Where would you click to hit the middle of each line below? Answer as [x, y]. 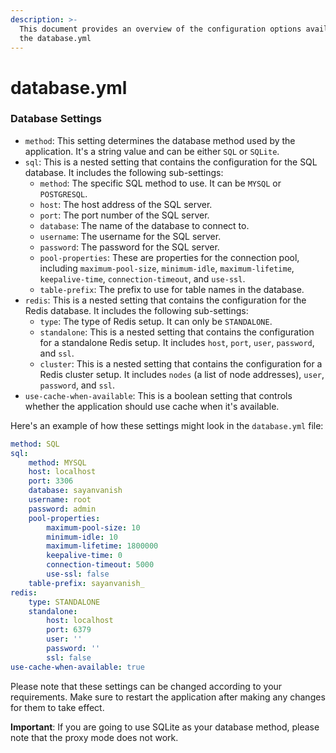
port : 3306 [51, 481]
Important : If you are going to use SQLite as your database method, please [165, 727]
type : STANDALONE [64, 602]
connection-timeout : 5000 [100, 565]
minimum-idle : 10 [82, 537]
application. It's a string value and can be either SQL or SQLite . [152, 151]
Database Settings [56, 119]
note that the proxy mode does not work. [94, 737]
